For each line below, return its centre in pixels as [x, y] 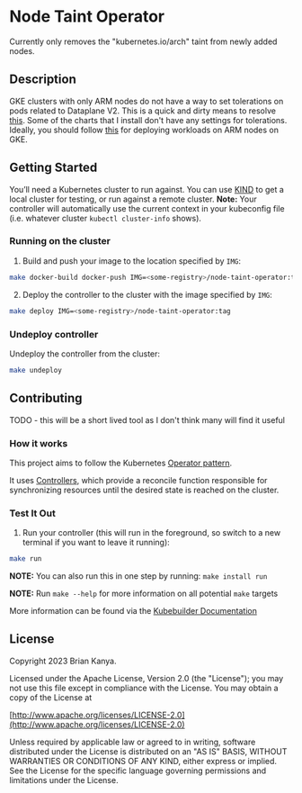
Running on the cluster [60, 241]
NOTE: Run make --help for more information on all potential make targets [144, 594]
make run [26, 559]
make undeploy [36, 370]
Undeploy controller [54, 334]
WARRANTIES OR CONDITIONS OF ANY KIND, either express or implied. [143, 761]
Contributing [46, 398]
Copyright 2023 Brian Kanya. [63, 661]
